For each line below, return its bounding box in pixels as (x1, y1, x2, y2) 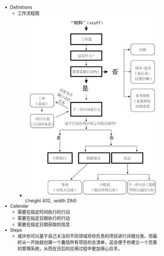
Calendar (9, 203, 29, 209)
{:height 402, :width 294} (24, 197, 77, 204)
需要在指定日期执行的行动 (17, 215, 70, 221)
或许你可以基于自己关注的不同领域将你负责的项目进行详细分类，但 (17, 233, 153, 239)
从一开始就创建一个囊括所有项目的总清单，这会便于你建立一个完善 (21, 239, 158, 245)
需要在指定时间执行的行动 (17, 209, 70, 215)
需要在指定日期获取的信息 (17, 221, 70, 227)
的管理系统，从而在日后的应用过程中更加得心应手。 (17, 245, 123, 251)
